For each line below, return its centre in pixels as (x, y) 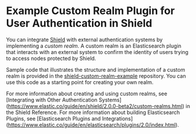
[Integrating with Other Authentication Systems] (64, 100)
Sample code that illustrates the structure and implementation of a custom (96, 69)
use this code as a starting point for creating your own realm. (80, 82)
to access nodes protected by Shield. (51, 58)
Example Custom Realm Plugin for (90, 11)
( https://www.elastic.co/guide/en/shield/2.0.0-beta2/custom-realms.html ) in (98, 106)
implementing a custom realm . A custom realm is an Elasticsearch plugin (94, 46)
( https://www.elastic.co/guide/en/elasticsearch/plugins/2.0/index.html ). (92, 125)
